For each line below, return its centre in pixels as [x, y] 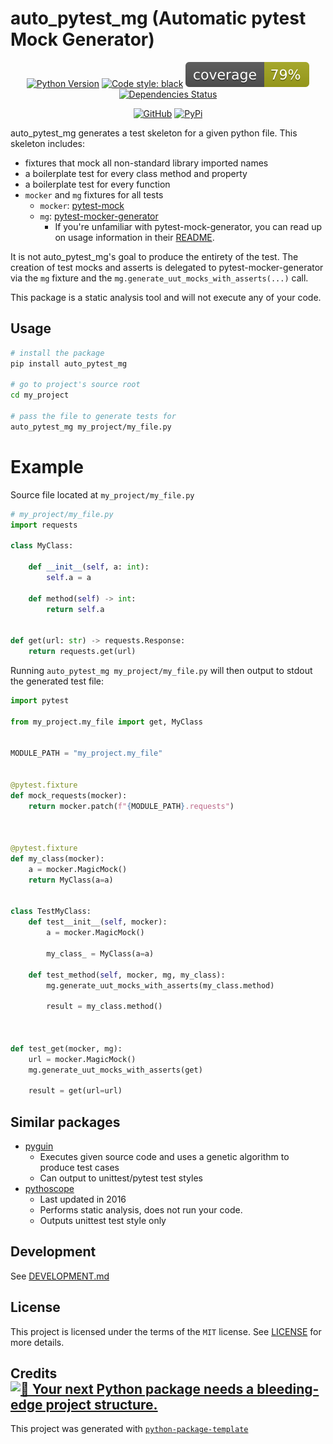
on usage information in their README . [134, 237]
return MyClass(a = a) [71, 880]
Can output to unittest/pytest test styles [121, 1178]
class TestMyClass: [51, 912]
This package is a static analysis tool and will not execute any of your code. [166, 297]
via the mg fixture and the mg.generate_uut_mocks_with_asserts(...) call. [159, 278]
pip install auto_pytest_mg [69, 363]
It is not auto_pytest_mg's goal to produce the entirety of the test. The [154, 256]
